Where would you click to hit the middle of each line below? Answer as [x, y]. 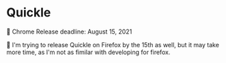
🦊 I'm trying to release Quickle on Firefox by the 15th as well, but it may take [113, 45]
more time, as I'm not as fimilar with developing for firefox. [88, 52]
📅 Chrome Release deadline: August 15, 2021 [69, 32]
